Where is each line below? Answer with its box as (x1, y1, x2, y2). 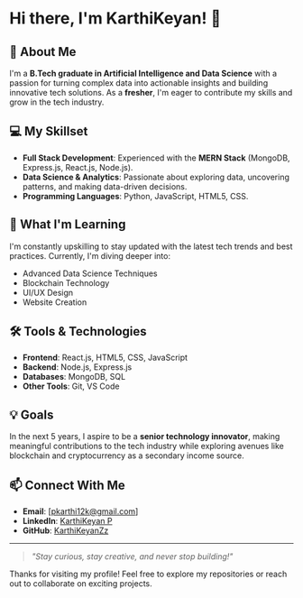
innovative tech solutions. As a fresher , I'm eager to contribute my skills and (9, 87, 293, 97)
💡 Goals (9, 407, 54, 422)
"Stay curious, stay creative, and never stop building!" (31, 551, 234, 562)
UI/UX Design (22, 287, 74, 298)
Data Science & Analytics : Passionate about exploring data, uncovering (22, 171, 290, 182)
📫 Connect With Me (9, 477, 126, 492)
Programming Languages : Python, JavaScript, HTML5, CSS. (22, 190, 249, 201)
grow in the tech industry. (9, 97, 105, 107)
